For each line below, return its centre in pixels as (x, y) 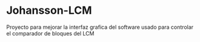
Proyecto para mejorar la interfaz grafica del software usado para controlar (100, 27)
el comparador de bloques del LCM (50, 33)
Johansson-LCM (49, 10)
